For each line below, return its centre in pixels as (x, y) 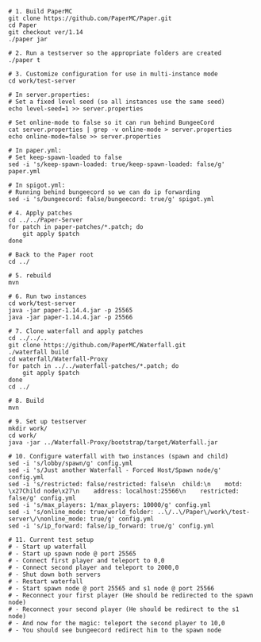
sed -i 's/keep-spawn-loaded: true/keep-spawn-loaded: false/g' (117, 164)
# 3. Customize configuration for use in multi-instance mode (113, 74)
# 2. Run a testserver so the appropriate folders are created (115, 53)
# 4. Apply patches (40, 213)
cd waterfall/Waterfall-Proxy (58, 359)
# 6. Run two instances (48, 296)
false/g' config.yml (42, 498)
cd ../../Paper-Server (46, 220)
